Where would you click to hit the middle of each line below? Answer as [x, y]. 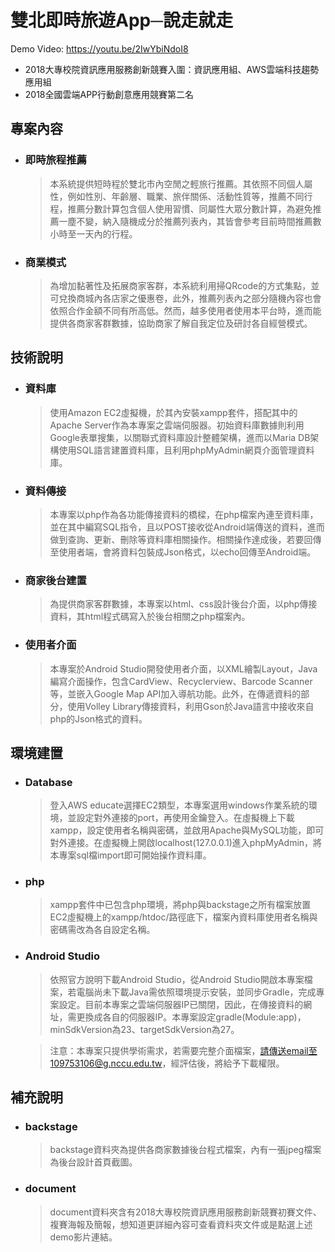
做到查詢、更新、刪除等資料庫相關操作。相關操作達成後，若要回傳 [185, 539]
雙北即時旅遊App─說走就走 [122, 20]
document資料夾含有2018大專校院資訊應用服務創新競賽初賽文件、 [185, 1212]
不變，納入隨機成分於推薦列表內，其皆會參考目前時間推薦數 [199, 221]
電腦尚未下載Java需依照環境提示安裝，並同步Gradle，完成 [196, 992]
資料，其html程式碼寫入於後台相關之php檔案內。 [150, 617]
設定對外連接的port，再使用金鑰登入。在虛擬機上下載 [185, 818]
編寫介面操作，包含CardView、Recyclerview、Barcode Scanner [181, 681]
